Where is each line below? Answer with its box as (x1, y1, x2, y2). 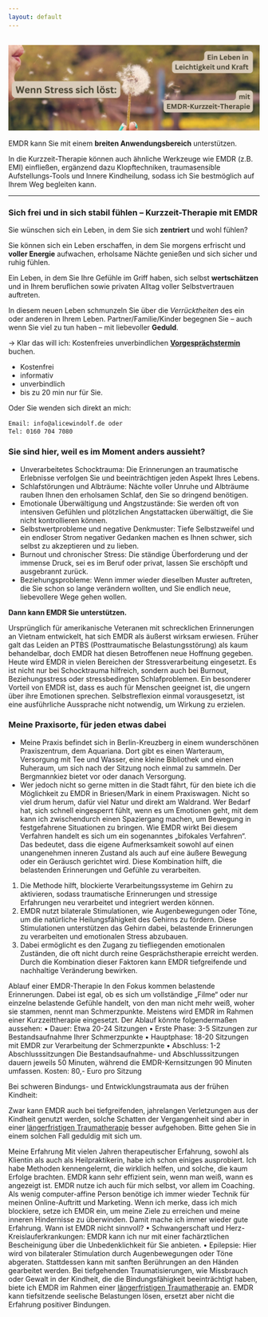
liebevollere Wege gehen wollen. (19, 592, 128, 602)
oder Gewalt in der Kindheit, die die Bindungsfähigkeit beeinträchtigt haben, (8, 1274, 258, 1283)
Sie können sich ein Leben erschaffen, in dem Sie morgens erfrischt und (8, 241, 246, 250)
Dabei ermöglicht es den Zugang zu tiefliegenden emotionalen (19, 940, 226, 950)
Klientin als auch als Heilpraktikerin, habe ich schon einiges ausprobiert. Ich (8, 1155, 257, 1164)
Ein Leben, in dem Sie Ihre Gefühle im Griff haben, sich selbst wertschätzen (8, 273, 259, 283)
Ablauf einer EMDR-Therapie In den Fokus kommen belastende (8, 981, 215, 991)
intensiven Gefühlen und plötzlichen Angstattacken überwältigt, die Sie (19, 506, 254, 516)
